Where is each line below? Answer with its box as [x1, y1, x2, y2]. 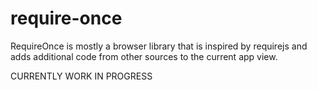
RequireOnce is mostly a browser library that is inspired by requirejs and [10, 40, 308, 52]
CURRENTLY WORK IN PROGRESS [10, 70, 153, 82]
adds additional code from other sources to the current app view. [10, 50, 278, 62]
